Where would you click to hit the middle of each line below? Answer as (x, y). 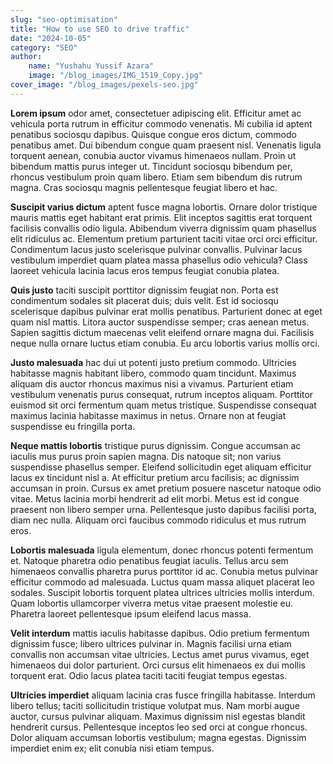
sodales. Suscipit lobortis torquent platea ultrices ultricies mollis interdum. (162, 592)
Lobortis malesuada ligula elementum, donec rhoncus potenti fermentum (162, 550)
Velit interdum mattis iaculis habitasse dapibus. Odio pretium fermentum (160, 633)
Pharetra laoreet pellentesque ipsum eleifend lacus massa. (131, 613)
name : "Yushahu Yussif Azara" (91, 66)
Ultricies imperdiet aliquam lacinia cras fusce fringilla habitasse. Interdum (163, 695)
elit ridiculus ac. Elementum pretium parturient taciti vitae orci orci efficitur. (164, 238)
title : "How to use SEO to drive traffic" (100, 29)
